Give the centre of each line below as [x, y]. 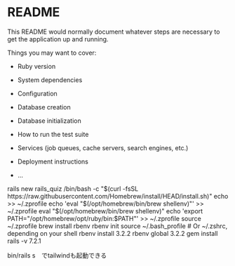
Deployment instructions [53, 161]
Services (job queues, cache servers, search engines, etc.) [103, 147]
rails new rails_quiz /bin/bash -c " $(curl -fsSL [73, 188]
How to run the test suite [53, 134]
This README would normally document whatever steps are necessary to [114, 32]
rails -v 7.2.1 [24, 241]
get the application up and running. [58, 39]
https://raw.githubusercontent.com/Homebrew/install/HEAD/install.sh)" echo [118, 196]
